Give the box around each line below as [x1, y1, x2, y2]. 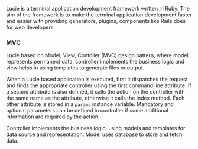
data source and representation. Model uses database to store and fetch [6, 131, 183, 138]
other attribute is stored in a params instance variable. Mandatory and [6, 101, 174, 108]
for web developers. [6, 24, 55, 31]
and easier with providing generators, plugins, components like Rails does [6, 18, 186, 24]
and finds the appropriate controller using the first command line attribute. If [6, 82, 191, 89]
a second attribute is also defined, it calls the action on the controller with [6, 88, 185, 95]
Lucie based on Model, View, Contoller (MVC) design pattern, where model [6, 52, 189, 59]
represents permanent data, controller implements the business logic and [6, 58, 185, 65]
